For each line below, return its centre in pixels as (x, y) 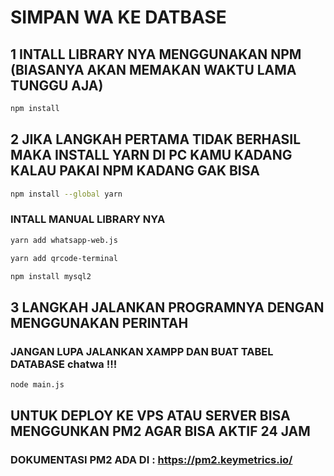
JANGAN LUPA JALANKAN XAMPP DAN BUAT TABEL (142, 351)
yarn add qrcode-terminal (64, 258)
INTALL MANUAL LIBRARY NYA (88, 219)
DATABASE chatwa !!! (64, 364)
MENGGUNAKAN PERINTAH (99, 322)
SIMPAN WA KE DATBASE (118, 17)
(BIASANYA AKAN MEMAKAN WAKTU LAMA (153, 69)
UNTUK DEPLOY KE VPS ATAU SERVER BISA (150, 416)
